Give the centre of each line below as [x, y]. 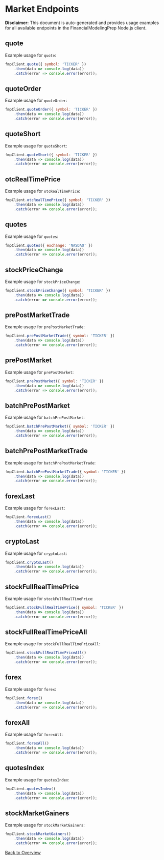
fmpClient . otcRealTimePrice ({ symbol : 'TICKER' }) [58, 200]
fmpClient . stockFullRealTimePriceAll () [46, 653]
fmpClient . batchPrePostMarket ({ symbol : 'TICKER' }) [60, 427]
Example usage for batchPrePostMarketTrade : [50, 462]
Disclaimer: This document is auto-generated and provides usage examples [82, 23]
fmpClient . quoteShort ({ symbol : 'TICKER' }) [51, 155]
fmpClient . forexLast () [28, 517]
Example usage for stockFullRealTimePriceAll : [53, 644]
